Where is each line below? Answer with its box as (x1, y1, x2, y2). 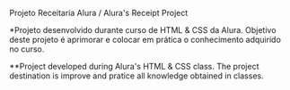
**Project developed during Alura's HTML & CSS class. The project (9, 61, 259, 71)
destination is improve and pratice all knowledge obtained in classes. (9, 70, 264, 81)
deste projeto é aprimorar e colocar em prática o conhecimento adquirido (9, 35, 281, 45)
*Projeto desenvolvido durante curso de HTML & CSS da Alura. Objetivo (9, 25, 277, 35)
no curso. (9, 44, 45, 54)
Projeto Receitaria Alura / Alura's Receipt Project (9, 8, 189, 18)
